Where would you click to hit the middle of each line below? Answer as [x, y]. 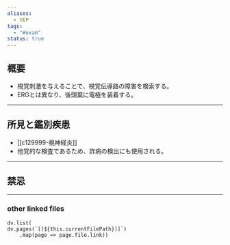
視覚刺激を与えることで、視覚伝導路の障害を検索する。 [95, 86]
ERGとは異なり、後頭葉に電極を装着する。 [77, 94]
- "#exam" [27, 33]
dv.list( [20, 223]
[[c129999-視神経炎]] [47, 142]
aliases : [20, 13]
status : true [26, 39]
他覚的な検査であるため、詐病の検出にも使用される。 [92, 151]
